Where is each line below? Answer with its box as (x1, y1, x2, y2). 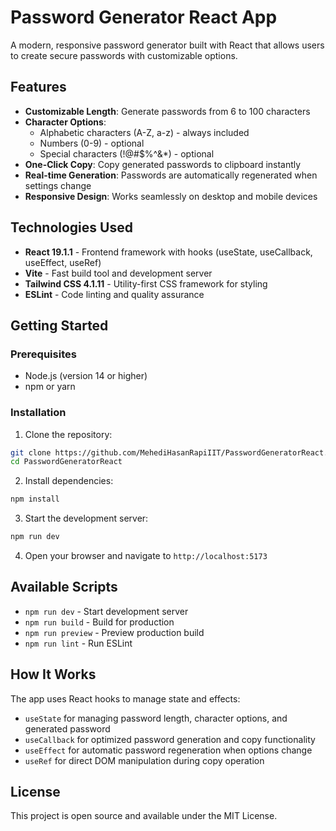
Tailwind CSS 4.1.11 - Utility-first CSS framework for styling (24, 277, 268, 290)
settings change (24, 179, 92, 191)
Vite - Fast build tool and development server (24, 267, 213, 279)
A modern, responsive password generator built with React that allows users (10, 39, 325, 51)
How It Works (10, 666, 97, 683)
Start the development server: (24, 512, 149, 525)
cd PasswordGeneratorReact (10, 457, 123, 467)
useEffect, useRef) (24, 256, 102, 268)
